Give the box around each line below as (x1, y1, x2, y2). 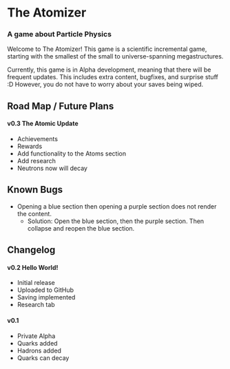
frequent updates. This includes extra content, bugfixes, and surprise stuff (7, 73, 218, 81)
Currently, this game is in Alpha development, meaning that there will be (7, 65, 211, 74)
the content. (17, 209, 52, 218)
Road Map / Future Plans (7, 100, 114, 112)
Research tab (17, 301, 55, 309)
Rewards (17, 143, 43, 151)
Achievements (17, 135, 59, 143)
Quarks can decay (17, 353, 70, 362)
